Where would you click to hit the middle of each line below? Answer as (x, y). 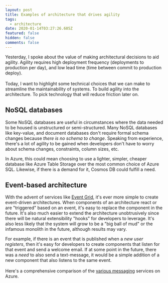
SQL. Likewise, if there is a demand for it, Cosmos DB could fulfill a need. (81, 169)
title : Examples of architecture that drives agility (63, 15)
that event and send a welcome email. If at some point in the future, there (81, 250)
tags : (11, 19)
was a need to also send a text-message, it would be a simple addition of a (82, 255)
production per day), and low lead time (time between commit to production (83, 67)
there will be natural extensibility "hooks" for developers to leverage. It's (80, 219)
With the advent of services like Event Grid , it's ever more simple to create (82, 197)
